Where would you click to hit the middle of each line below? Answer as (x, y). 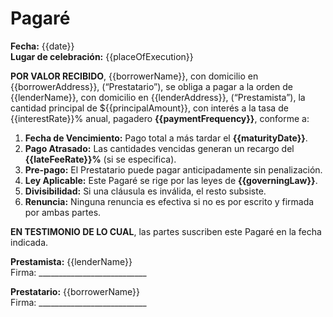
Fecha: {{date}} (42, 46)
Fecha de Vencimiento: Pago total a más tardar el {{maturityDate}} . (166, 138)
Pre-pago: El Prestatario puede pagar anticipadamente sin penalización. (173, 169)
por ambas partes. (63, 212)
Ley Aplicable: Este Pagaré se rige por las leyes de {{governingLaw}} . (171, 180)
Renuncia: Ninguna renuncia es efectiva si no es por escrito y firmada (169, 201)
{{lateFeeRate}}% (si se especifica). (100, 159)
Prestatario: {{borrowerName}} (75, 291)
